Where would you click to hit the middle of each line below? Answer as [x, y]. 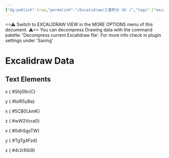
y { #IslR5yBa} [20, 101]
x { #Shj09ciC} [21, 91]
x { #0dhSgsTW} [22, 130]
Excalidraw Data [40, 61]
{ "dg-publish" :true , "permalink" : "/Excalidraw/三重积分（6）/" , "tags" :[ [80, 10]
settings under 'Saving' [29, 40]
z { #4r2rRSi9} [20, 150]
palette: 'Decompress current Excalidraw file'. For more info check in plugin [83, 35]
